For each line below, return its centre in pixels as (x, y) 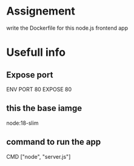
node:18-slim (22, 123)
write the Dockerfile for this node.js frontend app (67, 28)
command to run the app (54, 142)
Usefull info (36, 52)
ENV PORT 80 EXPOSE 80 (39, 89)
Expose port (30, 75)
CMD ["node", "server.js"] (39, 156)
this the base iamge (44, 108)
